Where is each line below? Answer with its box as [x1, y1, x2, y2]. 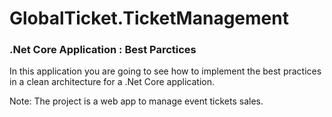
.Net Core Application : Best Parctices [9, 43, 197, 57]
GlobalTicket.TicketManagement [9, 7, 289, 30]
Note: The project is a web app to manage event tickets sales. [9, 95, 264, 107]
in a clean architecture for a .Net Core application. [9, 76, 215, 88]
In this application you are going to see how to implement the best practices [9, 65, 322, 77]
